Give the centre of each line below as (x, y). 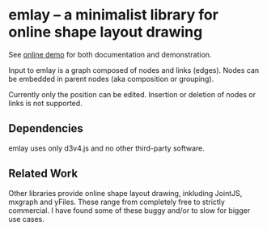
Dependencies (46, 128)
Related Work (43, 174)
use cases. (26, 219)
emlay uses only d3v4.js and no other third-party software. (106, 148)
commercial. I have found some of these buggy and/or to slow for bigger (129, 210)
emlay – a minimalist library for (113, 15)
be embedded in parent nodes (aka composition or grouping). (111, 79)
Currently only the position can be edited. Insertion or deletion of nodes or (132, 94)
